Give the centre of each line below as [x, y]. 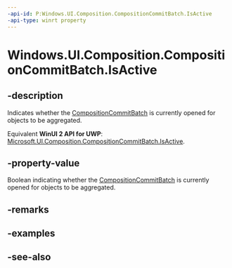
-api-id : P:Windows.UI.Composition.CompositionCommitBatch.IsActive [110, 14]
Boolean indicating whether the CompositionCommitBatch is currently [108, 180]
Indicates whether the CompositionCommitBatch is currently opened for [111, 112]
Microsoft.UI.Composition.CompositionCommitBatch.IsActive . [96, 141]
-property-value [44, 163]
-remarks [28, 209]
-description [35, 96]
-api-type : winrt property [47, 20]
